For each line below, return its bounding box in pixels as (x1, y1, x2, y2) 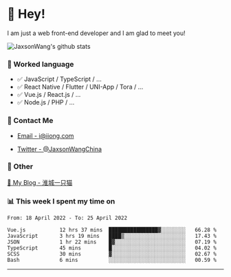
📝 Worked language (7, 59, 74, 69)
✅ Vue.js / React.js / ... (16, 91, 81, 99)
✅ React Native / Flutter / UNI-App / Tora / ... (16, 82, 144, 91)
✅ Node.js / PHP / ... (16, 98, 75, 107)
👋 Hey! (7, 6, 46, 22)
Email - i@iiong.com (16, 131, 74, 140)
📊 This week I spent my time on (7, 196, 115, 206)
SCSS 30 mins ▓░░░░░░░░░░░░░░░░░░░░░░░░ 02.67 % (7, 251, 217, 258)
